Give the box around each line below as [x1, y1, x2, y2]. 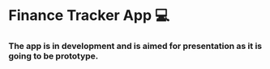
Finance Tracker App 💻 [8, 6, 170, 25]
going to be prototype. [8, 51, 99, 62]
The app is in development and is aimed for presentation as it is [8, 41, 262, 52]
